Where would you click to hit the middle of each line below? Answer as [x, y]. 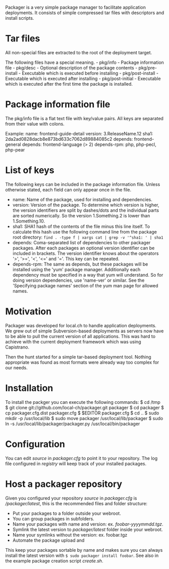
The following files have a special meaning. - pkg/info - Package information [84, 62]
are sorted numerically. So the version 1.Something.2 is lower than [81, 215]
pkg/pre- [148, 67]
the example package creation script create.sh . [54, 561]
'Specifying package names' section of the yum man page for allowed [85, 285]
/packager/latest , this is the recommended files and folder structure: [76, 503]
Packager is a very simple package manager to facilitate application [76, 7]
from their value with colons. [35, 124]
